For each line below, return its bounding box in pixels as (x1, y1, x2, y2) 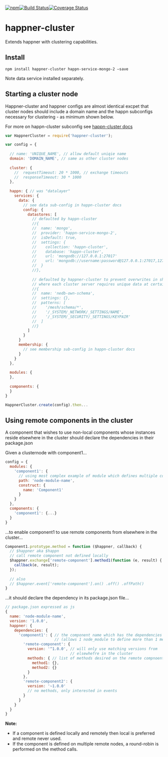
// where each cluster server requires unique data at (31, 282, 149, 287)
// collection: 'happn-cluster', (31, 244, 108, 250)
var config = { (5, 142, 37, 147)
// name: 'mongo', (31, 226, 72, 231)
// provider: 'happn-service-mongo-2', (31, 231, 117, 236)
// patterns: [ (31, 300, 66, 305)
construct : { (18, 483, 46, 488)
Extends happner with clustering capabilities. (5, 39, 98, 45)
